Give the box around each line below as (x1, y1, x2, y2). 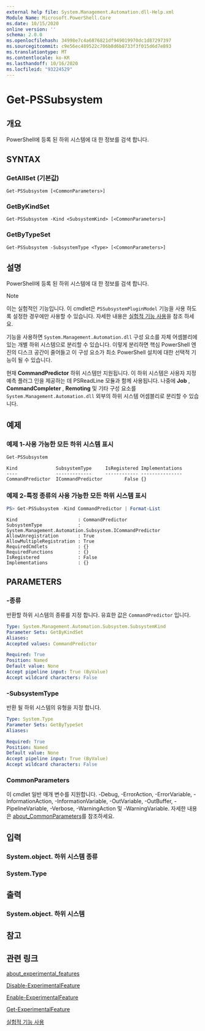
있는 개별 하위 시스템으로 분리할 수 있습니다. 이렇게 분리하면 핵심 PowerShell (6, 341, 190, 348)
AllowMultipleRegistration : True (6, 538, 95, 544)
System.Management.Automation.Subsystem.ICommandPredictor (6, 528, 161, 534)
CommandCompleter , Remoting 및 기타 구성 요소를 (6, 385, 136, 392)
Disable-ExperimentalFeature (6, 982, 80, 989)
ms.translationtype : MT (6, 49, 68, 55)
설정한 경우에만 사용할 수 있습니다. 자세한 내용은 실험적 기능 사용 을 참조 (12, 313, 183, 320)
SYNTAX (6, 154, 41, 165)
